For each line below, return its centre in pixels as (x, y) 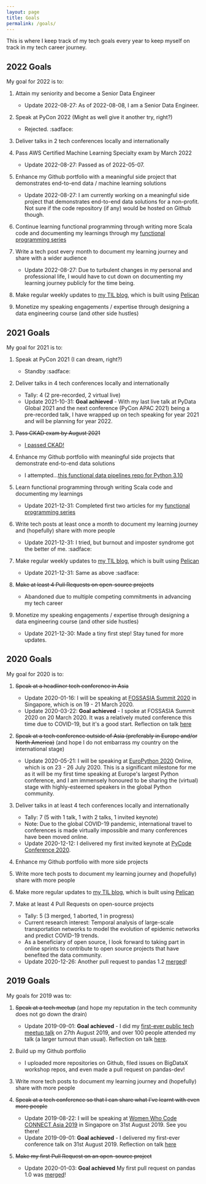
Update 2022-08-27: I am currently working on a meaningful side (107, 195)
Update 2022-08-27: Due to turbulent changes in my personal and (108, 270)
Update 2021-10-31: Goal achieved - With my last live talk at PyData (110, 402)
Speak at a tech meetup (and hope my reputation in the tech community (106, 1007)
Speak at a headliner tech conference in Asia (72, 686)
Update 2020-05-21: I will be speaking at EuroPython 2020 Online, (109, 761)
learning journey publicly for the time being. (79, 283)
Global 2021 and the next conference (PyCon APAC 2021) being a (107, 408)
